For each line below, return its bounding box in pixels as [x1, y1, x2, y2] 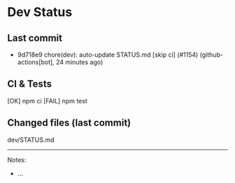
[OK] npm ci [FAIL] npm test [7, 96, 87, 105]
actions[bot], [17, 58, 55, 66]
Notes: [7, 155, 27, 164]
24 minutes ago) [55, 58, 104, 66]
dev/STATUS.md [7, 136, 55, 144]
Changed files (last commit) [7, 117, 131, 129]
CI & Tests [7, 78, 52, 90]
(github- [199, 50, 224, 59]
